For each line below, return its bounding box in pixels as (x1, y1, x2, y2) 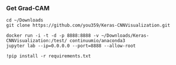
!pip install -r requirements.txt (6, 53, 92, 59)
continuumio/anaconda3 (69, 38, 126, 44)
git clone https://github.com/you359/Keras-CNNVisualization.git (6, 22, 170, 29)
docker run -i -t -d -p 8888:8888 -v (6, 33, 99, 39)
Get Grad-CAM (6, 4, 50, 12)
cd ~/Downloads (6, 18, 44, 23)
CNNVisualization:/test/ (6, 38, 67, 44)
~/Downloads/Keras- (101, 33, 149, 39)
